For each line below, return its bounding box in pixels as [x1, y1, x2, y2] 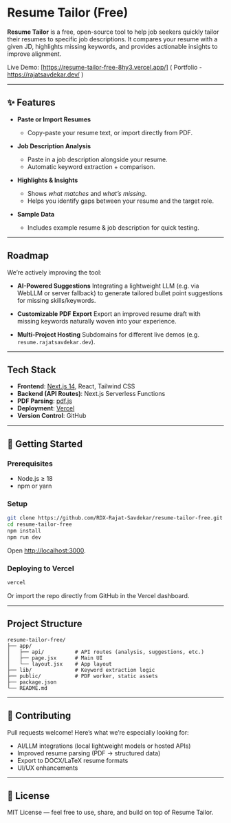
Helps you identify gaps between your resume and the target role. [27, 197, 214, 205]
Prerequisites [7, 459, 53, 468]
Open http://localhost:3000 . [7, 546, 86, 555]
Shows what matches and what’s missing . [27, 189, 147, 197]
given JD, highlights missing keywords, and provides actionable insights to [7, 42, 218, 50]
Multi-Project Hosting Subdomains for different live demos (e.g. [16, 330, 199, 339]
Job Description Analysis [16, 141, 91, 150]
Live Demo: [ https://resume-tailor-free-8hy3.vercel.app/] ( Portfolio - [7, 63, 203, 71]
